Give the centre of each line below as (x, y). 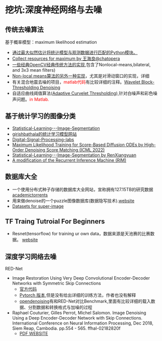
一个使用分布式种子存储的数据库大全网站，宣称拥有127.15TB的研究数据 (83, 189)
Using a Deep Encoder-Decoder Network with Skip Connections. (77, 318)
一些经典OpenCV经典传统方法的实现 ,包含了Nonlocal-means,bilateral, (81, 65)
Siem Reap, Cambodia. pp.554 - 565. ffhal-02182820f (66, 328)
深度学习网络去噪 (31, 256)
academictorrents (30, 195)
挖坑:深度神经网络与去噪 (54, 10)
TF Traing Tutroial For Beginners (55, 221)
